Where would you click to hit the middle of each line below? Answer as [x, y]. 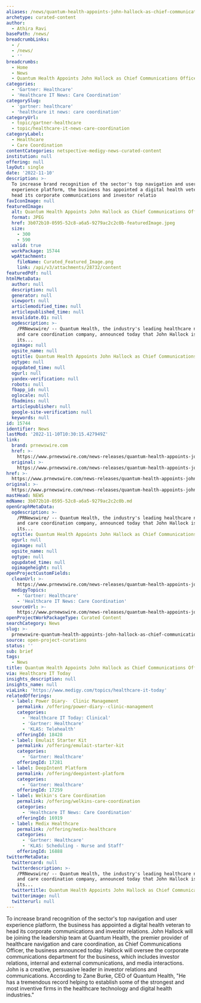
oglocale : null [31, 395]
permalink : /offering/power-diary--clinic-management [85, 707]
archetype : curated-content [41, 17]
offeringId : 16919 [40, 818]
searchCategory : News [33, 624]
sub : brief [20, 651]
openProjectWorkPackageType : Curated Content [64, 618]
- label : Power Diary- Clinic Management [65, 701]
